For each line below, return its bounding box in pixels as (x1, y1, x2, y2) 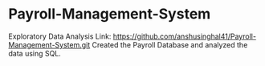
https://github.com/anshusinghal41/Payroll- (112, 31, 257, 41)
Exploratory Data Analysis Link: (8, 31, 112, 41)
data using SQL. (8, 48, 62, 58)
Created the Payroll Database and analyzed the (92, 39, 248, 49)
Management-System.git (8, 39, 91, 49)
